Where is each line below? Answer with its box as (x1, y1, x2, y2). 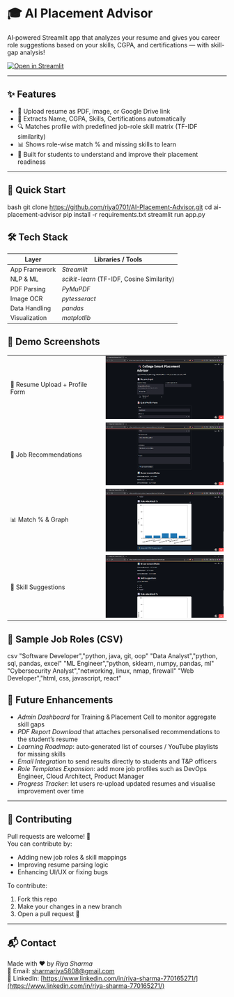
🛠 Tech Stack (7, 231, 68, 243)
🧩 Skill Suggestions (10, 583, 65, 591)
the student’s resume (17, 735, 78, 743)
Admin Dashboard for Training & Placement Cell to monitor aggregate (17, 713, 217, 721)
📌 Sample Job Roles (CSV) (7, 633, 123, 645)
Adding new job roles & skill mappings (17, 853, 127, 861)
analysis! (19, 48, 45, 56)
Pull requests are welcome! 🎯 (7, 832, 91, 840)
